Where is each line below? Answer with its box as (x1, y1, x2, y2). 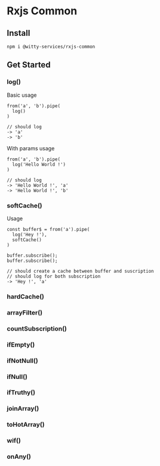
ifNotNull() (7, 356, 38, 365)
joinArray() (7, 405, 39, 413)
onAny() (7, 452, 32, 461)
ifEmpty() (7, 340, 35, 348)
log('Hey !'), (12, 232, 47, 237)
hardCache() (7, 292, 44, 301)
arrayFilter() (7, 308, 43, 317)
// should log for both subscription (7, 273, 101, 279)
